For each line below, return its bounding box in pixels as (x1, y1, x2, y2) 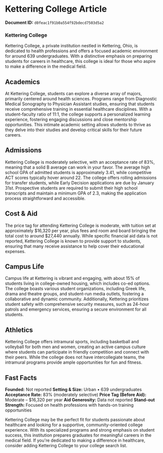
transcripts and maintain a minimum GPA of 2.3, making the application (5, 190, 147, 196)
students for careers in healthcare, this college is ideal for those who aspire (5, 59, 156, 64)
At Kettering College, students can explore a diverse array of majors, (5, 91, 142, 97)
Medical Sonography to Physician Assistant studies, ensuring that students (5, 101, 155, 107)
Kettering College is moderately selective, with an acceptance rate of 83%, (5, 159, 155, 165)
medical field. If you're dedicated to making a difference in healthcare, (5, 437, 146, 443)
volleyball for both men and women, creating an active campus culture (5, 344, 146, 350)
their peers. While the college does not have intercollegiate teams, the (5, 355, 145, 360)
